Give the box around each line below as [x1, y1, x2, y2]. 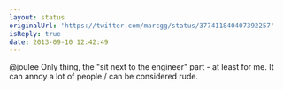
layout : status [9, 12, 65, 22]
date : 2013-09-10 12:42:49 [9, 37, 109, 47]
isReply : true [9, 29, 62, 38]
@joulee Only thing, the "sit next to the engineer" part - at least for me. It [9, 62, 274, 72]
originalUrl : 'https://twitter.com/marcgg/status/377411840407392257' [9, 21, 275, 30]
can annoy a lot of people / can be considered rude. [9, 71, 199, 82]
